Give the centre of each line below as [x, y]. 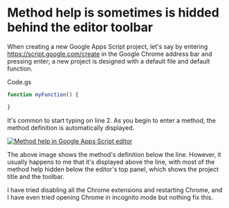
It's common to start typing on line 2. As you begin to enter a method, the [112, 120]
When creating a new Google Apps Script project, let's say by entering [108, 46]
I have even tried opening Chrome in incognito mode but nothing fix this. [110, 197]
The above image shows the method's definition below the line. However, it [114, 154]
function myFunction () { [43, 95]
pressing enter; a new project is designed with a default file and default [109, 61]
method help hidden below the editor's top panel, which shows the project [113, 169]
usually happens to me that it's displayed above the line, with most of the [111, 162]
